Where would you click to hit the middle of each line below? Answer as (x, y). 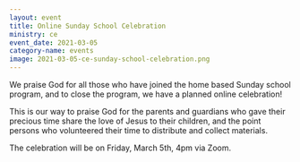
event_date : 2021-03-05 (54, 43)
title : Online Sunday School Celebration (88, 26)
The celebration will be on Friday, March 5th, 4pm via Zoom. (120, 148)
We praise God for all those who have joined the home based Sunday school (150, 85)
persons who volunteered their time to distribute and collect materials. (139, 130)
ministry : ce (34, 34)
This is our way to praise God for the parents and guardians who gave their (147, 111)
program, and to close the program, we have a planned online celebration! (146, 94)
